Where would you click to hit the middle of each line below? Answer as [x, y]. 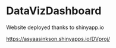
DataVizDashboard [54, 11]
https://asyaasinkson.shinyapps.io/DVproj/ [58, 39]
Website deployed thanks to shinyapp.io [55, 27]
